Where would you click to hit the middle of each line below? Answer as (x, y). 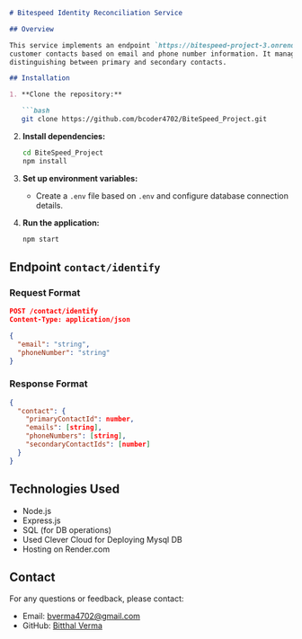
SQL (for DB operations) (67, 529)
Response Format (49, 384)
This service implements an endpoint (80, 45)
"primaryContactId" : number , (80, 419)
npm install (44, 161)
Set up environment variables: (80, 178)
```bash (36, 111)
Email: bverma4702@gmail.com (81, 617)
